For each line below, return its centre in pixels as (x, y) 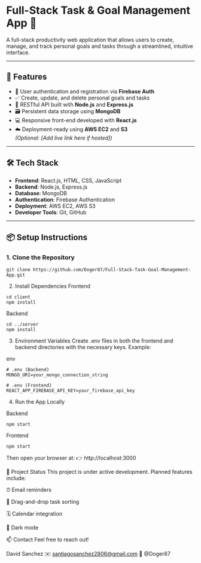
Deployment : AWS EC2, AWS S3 (55, 206)
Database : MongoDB (41, 193)
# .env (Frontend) (29, 386)
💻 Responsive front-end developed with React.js (76, 120)
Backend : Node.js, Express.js (51, 187)
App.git (16, 275)
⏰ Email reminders (29, 490)
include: (16, 478)
